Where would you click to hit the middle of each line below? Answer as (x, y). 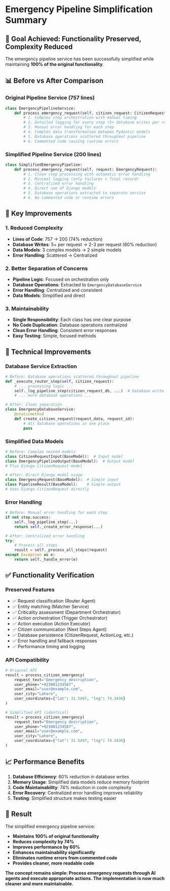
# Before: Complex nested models (40, 452)
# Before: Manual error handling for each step (56, 513)
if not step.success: (28, 517)
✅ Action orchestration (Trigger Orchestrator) (60, 618)
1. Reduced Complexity (34, 228)
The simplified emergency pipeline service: (50, 826)
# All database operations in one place (67, 423)
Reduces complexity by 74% (43, 841)
